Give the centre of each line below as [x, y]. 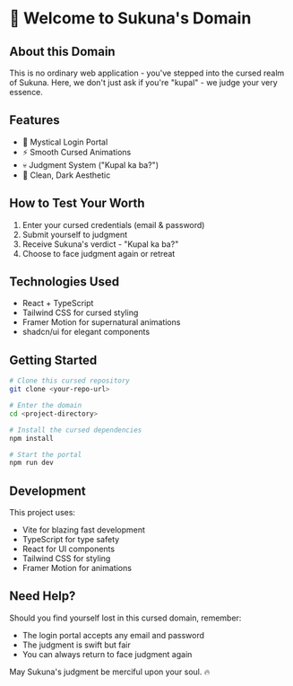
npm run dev [31, 463]
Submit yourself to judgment [75, 234]
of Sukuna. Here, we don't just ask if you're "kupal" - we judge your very [143, 83]
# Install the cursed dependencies [76, 430]
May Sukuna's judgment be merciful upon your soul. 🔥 [110, 672]
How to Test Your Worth [77, 203]
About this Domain [62, 52]
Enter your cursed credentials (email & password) [113, 224]
